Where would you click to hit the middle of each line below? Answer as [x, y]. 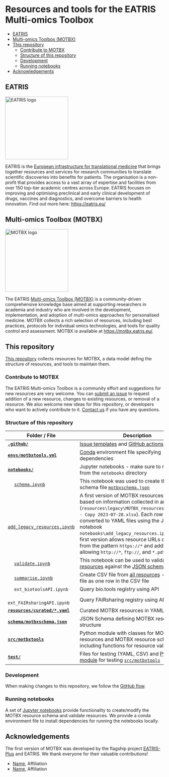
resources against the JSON [113, 566]
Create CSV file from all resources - [122, 574]
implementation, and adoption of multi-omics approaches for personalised [82, 315]
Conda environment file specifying [120, 452]
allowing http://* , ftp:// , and [115, 552]
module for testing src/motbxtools [120, 660]
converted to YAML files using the [120, 520]
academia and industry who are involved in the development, [68, 310]
